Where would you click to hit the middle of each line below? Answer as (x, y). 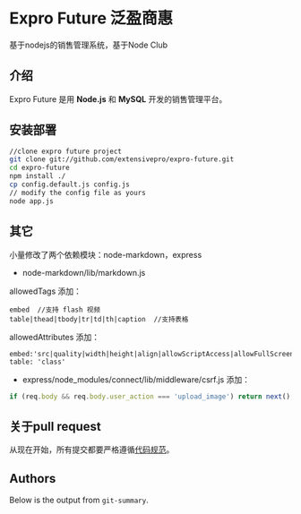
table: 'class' (38, 362)
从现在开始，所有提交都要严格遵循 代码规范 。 (92, 450)
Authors (33, 479)
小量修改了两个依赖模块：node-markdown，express (106, 254)
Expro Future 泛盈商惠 (91, 18)
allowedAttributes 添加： (55, 337)
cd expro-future (39, 168)
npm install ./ (38, 176)
